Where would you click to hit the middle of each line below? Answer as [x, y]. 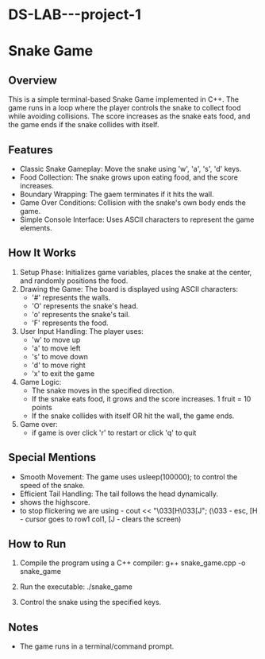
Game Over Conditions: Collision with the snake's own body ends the [132, 203]
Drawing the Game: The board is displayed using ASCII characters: [129, 289]
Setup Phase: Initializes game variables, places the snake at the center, [136, 272]
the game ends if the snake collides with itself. [84, 125]
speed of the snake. [52, 485]
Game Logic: [40, 382]
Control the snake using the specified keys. [90, 603]
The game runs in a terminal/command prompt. [97, 646]
